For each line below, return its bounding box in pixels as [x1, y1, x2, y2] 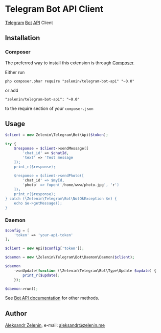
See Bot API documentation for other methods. [5, 295, 99, 301]
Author [5, 309, 27, 317]
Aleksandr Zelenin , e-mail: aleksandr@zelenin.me [5, 322, 105, 328]
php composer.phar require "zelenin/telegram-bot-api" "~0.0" [5, 78, 135, 84]
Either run [5, 69, 25, 75]
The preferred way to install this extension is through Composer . [5, 60, 135, 66]
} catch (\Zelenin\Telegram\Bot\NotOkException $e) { [5, 196, 117, 201]
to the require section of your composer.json [5, 105, 94, 111]
